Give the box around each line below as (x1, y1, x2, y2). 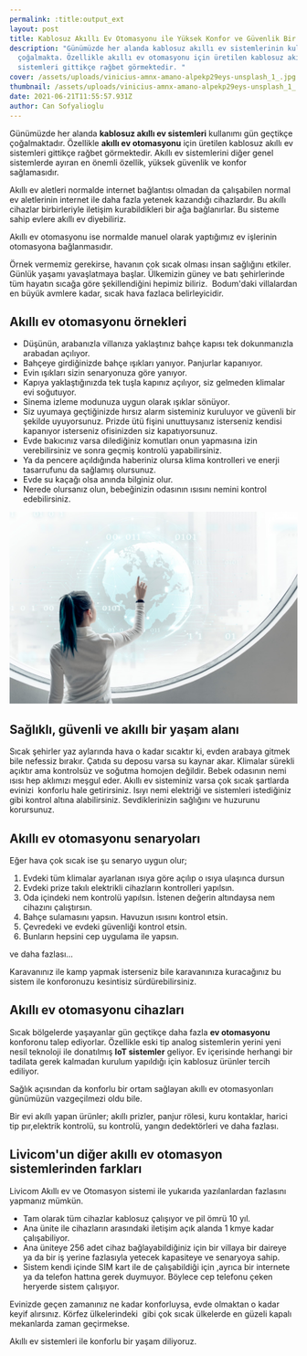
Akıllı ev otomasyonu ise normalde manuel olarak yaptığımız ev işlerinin (9, 231, 277, 242)
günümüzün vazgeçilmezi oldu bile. (9, 1093, 143, 1104)
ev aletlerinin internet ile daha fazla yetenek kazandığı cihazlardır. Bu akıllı (9, 194, 286, 205)
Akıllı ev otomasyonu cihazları (9, 1002, 185, 1018)
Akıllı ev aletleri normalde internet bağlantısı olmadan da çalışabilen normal (9, 184, 291, 196)
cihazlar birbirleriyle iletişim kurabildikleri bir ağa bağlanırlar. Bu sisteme (9, 204, 280, 215)
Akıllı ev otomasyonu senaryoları (9, 831, 201, 846)
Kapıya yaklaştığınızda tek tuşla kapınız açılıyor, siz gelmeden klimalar (22, 377, 286, 388)
